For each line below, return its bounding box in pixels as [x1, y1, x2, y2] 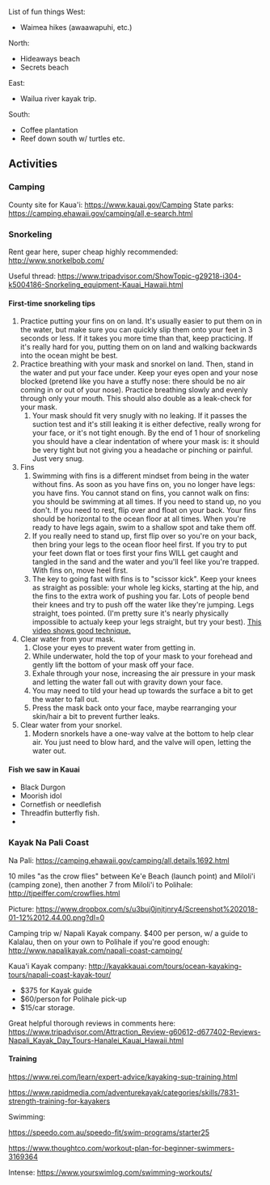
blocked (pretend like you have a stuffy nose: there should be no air [19, 376, 246, 387]
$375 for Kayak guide [19, 985, 93, 995]
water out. [32, 746, 67, 755]
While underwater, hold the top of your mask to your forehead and [32, 651, 253, 662]
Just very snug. [32, 454, 85, 463]
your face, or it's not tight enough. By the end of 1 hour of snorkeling [32, 428, 260, 438]
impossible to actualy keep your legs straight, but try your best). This [32, 617, 262, 627]
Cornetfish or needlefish [19, 800, 102, 810]
